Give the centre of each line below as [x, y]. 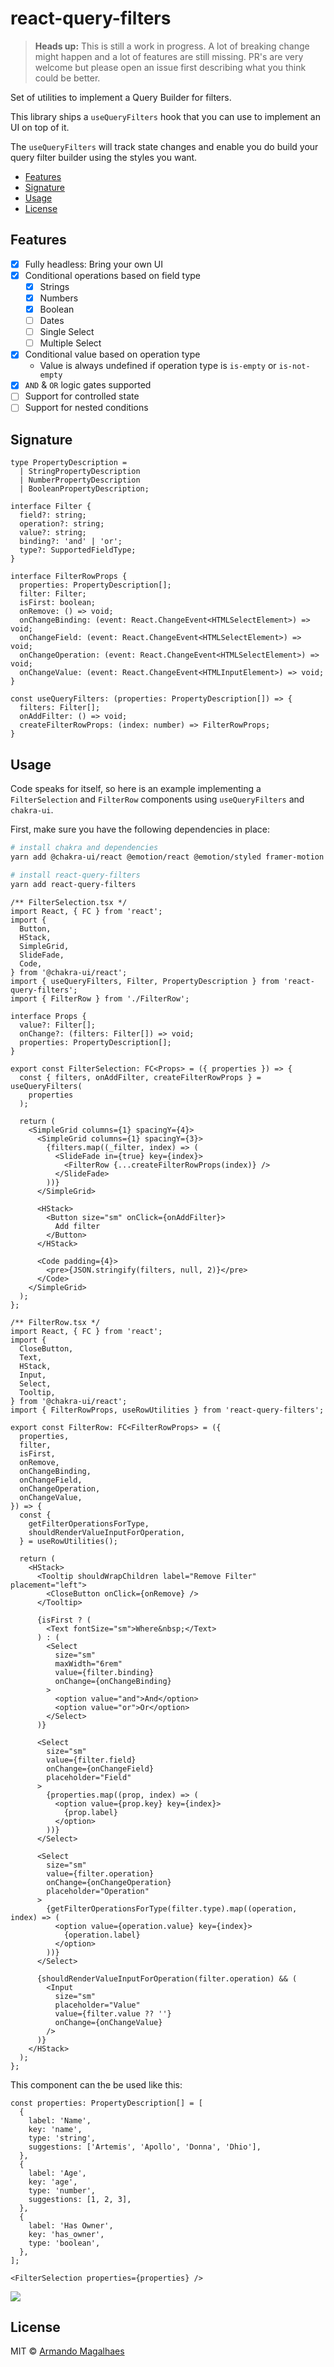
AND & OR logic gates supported [88, 385]
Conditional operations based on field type [113, 275]
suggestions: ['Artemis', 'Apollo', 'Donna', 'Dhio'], [145, 2147]
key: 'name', [55, 2129]
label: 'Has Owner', [71, 2225]
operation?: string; [62, 524]
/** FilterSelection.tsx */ [69, 902]
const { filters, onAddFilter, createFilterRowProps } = [140, 1077]
